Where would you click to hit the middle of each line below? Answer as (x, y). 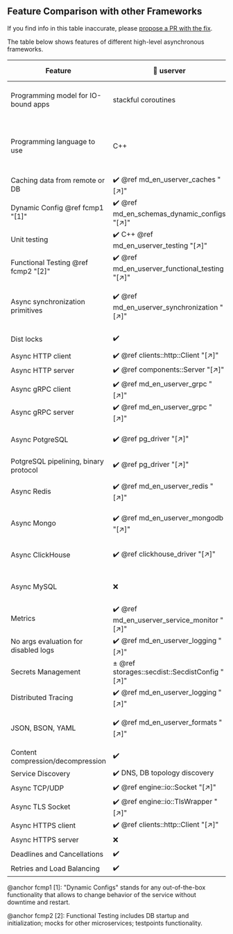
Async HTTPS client (43, 825)
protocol (24, 470)
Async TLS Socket (41, 807)
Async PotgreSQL (40, 440)
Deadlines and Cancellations (57, 854)
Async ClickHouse (41, 555)
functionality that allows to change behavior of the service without (102, 894)
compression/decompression (58, 761)
